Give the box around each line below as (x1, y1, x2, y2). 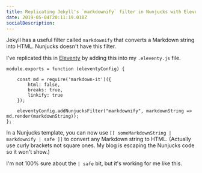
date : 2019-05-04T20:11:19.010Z (6, 14, 87, 20)
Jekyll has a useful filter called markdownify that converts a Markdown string (6, 37, 195, 44)
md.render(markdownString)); (6, 114, 79, 120)
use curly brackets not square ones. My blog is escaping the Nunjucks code (6, 142, 195, 149)
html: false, (28, 82, 61, 88)
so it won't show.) (6, 148, 50, 156)
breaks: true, (28, 87, 63, 93)
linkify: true (28, 93, 63, 99)
